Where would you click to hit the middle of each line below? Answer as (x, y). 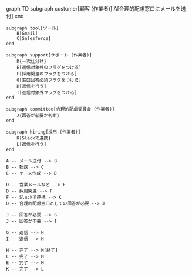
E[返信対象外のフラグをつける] (49, 68)
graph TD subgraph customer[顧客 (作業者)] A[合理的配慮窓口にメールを (93, 9)
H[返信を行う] (32, 86)
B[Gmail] (27, 34)
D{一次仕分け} (32, 61)
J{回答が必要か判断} (38, 115)
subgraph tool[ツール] (33, 28)
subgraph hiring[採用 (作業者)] (43, 132)
